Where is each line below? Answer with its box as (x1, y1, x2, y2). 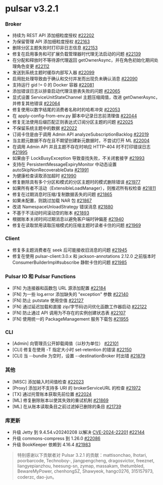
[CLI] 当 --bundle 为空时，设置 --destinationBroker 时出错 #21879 (12, 353, 146, 359)
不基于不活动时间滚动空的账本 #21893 (12, 210, 90, 216)
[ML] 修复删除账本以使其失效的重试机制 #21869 (12, 397, 109, 403)
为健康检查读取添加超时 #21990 (12, 173, 77, 179)
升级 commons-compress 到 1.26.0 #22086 (12, 435, 101, 441)
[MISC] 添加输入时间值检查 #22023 (12, 379, 84, 385)
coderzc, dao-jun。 (17, 474, 57, 480)
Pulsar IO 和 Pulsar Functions (5, 273, 76, 280)
